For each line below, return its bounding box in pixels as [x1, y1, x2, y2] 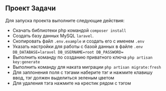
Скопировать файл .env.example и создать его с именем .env [12, 38, 145, 44]
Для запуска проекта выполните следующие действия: [5, 17, 125, 23]
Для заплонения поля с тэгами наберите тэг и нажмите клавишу [12, 69, 153, 75]
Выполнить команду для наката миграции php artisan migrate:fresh [12, 64, 161, 70]
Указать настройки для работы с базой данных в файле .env [12, 43, 143, 50]
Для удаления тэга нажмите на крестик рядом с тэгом [12, 80, 131, 86]
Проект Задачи [5, 4, 56, 13]
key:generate [12, 59, 40, 65]
